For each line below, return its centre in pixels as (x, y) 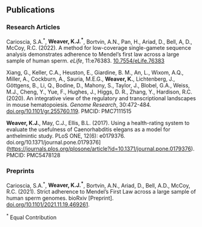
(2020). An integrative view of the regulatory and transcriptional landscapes (101, 98)
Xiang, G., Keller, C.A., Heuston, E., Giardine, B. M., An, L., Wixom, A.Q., (95, 73)
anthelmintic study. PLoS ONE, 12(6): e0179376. (66, 136)
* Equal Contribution (31, 217)
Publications (31, 10)
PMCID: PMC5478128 (33, 155)
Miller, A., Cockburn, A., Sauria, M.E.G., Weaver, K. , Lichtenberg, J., (91, 79)
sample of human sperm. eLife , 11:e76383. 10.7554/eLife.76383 (86, 61)
